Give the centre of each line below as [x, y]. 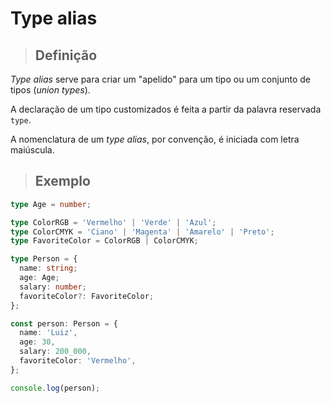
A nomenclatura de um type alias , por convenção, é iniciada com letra [155, 139]
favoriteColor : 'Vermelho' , [78, 361]
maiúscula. [32, 150]
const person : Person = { [64, 323]
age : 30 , [37, 342]
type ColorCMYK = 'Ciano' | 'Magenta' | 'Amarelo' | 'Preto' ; [142, 232]
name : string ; [48, 268]
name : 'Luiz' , [48, 333]
